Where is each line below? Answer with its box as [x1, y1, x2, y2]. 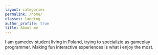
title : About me [5, 26, 38, 30]
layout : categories [5, 7, 45, 12]
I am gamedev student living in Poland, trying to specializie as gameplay [5, 39, 151, 45]
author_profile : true [5, 21, 49, 26]
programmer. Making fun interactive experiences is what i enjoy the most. [5, 44, 154, 50]
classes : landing [5, 16, 41, 21]
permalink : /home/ [5, 12, 43, 17]
